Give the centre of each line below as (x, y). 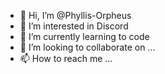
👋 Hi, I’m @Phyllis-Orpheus (75, 15)
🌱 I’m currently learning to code (84, 36)
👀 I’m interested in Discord (74, 26)
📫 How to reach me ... (66, 58)
